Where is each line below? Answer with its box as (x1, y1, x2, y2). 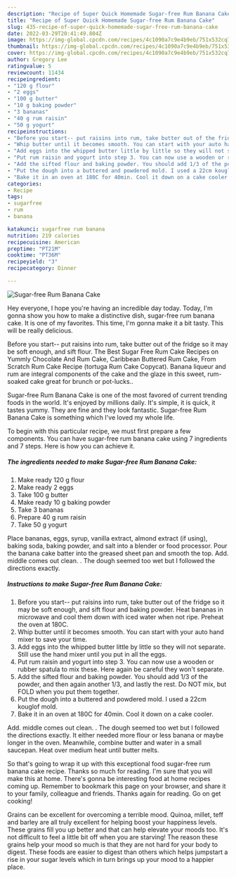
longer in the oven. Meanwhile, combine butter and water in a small (7, 738, 202, 747)
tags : (7, 193, 23, 200)
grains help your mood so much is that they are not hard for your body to (7, 840, 218, 848)
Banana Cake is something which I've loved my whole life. (7, 413, 175, 422)
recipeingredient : (7, 75, 61, 83)
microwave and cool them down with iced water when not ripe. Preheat (17, 612, 224, 621)
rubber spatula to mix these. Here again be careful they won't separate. (17, 665, 225, 673)
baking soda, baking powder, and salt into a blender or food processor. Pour (7, 541, 228, 550)
